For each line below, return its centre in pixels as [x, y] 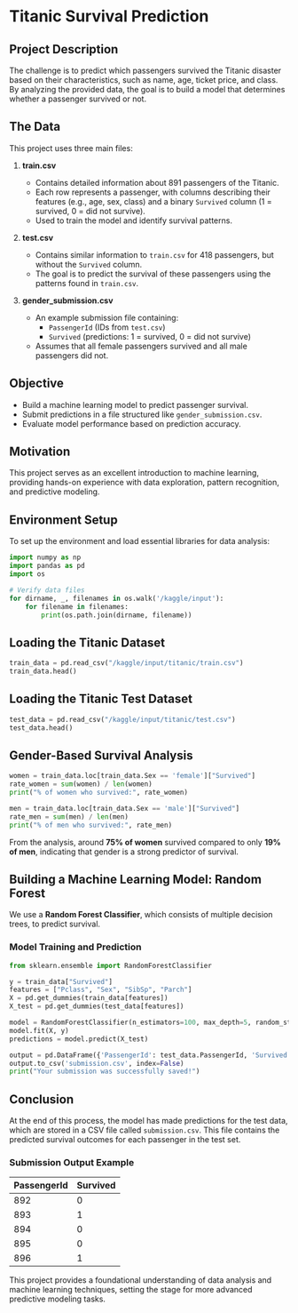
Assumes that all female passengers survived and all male [141, 346]
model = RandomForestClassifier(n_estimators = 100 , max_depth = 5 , [130, 1023]
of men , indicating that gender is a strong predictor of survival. [124, 852]
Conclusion [42, 1099]
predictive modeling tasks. [58, 1299]
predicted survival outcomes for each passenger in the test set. [125, 1140]
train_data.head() [43, 672]
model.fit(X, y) [39, 1030]
